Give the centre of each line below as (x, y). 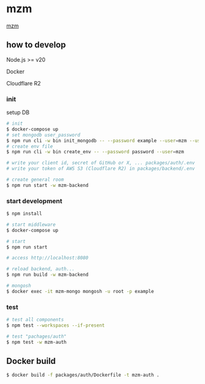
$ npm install (24, 214)
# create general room (35, 180)
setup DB (18, 112)
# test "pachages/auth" (37, 336)
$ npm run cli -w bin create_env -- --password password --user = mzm (95, 152)
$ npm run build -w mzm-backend (47, 275)
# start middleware (31, 225)
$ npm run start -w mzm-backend (47, 185)
